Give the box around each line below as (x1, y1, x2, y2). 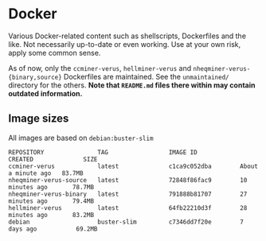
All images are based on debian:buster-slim (8, 133, 154, 142)
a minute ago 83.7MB (8, 169, 84, 177)
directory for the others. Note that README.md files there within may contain (8, 80, 256, 90)
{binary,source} (8, 73, 62, 81)
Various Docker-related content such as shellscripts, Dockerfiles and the (8, 31, 247, 41)
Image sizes (8, 112, 69, 126)
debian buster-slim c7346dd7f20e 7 (8, 218, 244, 226)
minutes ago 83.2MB (8, 211, 94, 219)
